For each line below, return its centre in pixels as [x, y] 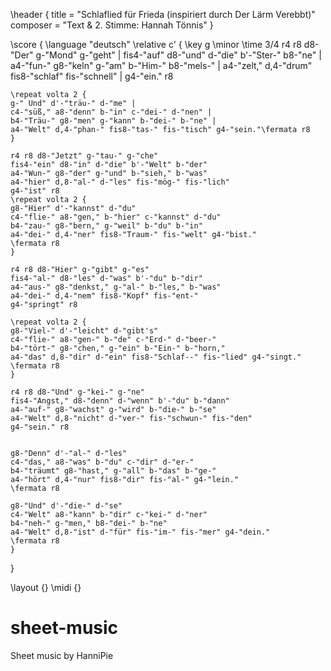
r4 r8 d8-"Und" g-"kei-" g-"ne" [77, 392]
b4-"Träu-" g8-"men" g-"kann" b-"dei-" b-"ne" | [113, 121]
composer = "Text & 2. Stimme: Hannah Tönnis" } [112, 25]
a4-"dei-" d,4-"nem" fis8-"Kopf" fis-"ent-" [104, 296]
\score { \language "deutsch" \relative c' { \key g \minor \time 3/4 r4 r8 [156, 44]
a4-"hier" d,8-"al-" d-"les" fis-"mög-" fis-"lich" [120, 182]
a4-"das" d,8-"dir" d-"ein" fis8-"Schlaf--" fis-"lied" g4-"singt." [156, 357]
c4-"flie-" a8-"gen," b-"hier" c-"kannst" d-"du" [116, 217]
